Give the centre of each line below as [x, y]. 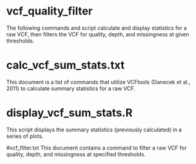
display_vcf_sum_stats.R [69, 113]
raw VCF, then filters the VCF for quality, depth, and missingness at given [98, 34]
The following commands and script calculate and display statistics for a [96, 28]
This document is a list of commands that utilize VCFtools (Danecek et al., [98, 82]
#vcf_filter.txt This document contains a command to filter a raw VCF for [96, 148]
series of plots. [25, 136]
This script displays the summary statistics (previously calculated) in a [94, 130]
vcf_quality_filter [49, 11]
